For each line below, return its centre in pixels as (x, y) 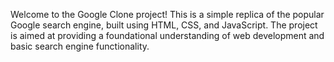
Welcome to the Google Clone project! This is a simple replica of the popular (167, 14)
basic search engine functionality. (80, 46)
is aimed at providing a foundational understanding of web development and (167, 35)
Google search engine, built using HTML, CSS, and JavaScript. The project (164, 25)
